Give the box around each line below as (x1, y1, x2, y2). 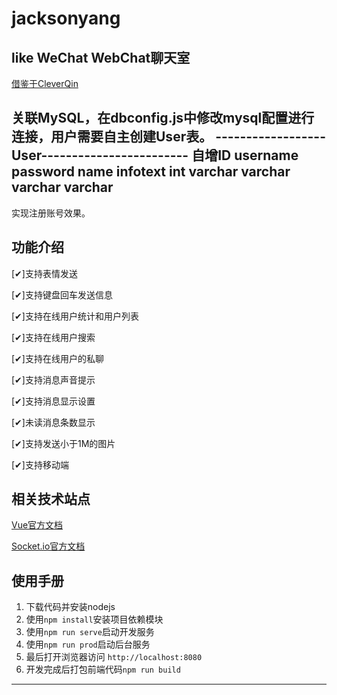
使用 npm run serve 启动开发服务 (25, 626, 155, 638)
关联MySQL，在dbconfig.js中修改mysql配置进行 (11, 110, 315, 127)
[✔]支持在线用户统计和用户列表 (11, 310, 139, 322)
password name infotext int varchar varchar (11, 163, 291, 181)
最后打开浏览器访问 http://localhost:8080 (25, 651, 203, 663)
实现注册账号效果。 (11, 207, 91, 219)
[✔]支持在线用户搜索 (11, 331, 96, 343)
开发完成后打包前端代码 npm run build (25, 663, 181, 676)
